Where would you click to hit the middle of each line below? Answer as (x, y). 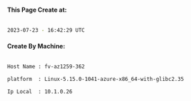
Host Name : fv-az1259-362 (46, 67)
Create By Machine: (36, 46)
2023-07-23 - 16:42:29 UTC (46, 30)
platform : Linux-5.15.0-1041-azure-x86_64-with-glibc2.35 (96, 80)
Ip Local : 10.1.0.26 (40, 92)
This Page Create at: (37, 10)
